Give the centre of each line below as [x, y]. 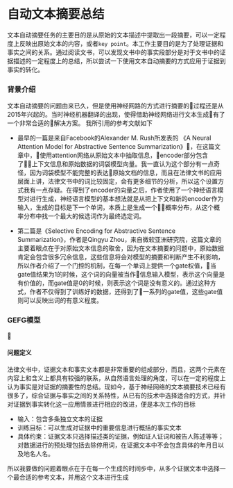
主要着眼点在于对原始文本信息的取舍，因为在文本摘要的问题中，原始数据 [120, 248]
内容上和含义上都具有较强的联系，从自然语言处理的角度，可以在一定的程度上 [116, 378]
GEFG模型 [24, 320]
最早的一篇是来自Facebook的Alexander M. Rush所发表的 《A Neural [114, 138]
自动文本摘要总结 [56, 14]
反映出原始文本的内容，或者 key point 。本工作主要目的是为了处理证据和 [121, 43]
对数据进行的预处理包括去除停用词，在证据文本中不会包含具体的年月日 [118, 445]
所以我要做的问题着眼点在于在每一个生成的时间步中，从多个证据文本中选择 [113, 468]
